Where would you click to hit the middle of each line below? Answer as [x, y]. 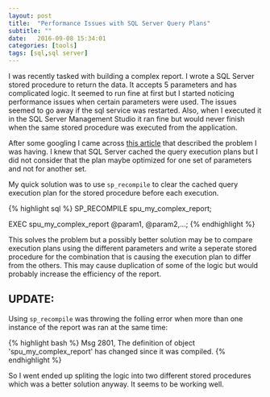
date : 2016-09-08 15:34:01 [57, 38]
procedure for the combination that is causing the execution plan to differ [130, 257]
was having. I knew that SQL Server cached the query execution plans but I [133, 151]
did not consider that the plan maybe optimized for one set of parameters [130, 160]
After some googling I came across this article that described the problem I [133, 143]
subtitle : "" [30, 31]
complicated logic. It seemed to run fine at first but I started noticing [122, 93]
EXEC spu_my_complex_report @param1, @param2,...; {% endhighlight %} [132, 224]
